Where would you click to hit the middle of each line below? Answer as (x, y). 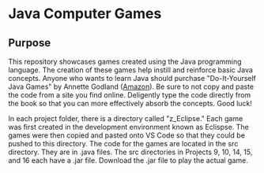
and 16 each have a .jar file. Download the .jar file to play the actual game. (128, 160)
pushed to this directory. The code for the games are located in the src (123, 144)
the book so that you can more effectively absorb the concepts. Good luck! (130, 103)
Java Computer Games (85, 14)
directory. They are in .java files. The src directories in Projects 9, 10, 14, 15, (130, 152)
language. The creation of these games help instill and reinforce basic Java (130, 70)
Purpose (30, 43)
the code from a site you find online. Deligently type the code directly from (130, 95)
